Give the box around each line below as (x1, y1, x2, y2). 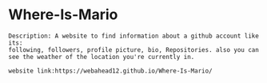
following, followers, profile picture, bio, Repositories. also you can (8, 45, 260, 53)
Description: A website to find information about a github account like (8, 32, 260, 40)
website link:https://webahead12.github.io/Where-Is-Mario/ (8, 66, 213, 75)
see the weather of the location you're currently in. (8, 53, 195, 61)
